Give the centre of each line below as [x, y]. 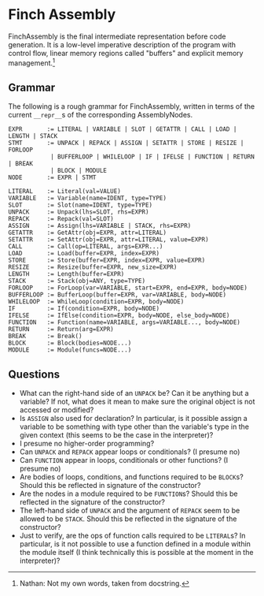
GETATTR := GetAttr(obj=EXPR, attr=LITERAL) [88, 233]
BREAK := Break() [45, 337]
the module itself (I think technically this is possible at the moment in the [136, 553]
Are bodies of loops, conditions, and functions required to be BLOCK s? [131, 477]
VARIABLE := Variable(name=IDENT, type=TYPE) [88, 199]
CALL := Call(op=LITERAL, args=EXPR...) [86, 247]
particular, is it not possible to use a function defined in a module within [135, 544]
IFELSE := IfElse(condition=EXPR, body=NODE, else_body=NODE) [119, 316]
